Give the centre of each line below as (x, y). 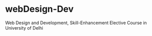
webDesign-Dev (39, 9)
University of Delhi (24, 28)
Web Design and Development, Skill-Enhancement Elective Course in (76, 23)
